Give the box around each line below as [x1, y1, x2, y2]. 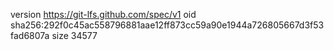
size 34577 [51, 30, 98, 41]
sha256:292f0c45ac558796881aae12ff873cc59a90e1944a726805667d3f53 [10, 19, 325, 31]
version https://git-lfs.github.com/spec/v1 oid [10, 9, 197, 20]
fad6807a [10, 30, 50, 41]
